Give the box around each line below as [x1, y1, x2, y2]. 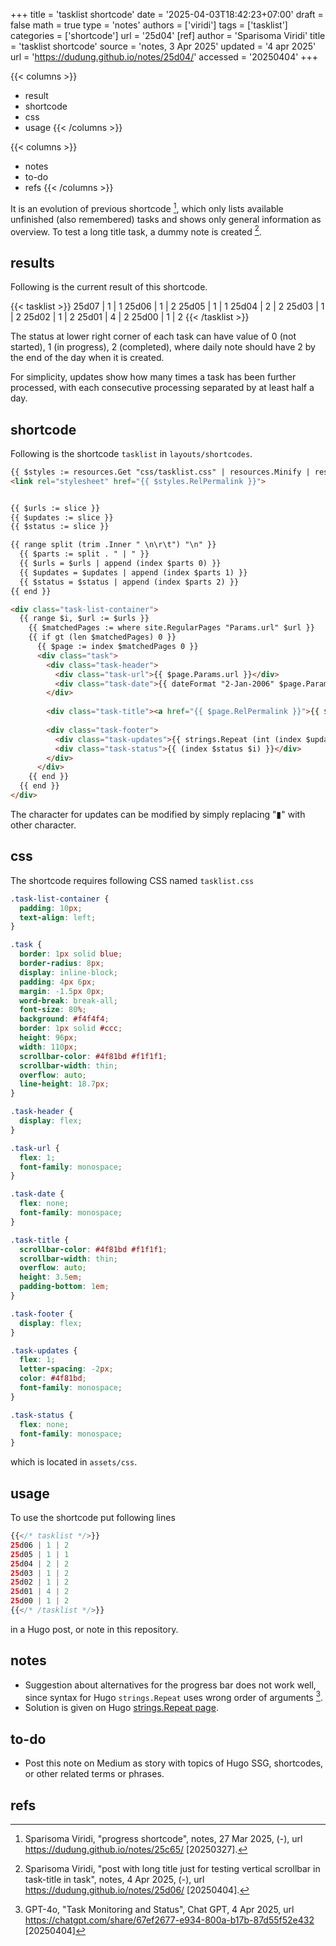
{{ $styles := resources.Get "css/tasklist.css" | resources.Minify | [10, 467, 311, 477]
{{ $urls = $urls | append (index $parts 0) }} [19, 559, 222, 569]
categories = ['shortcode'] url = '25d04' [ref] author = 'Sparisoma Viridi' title [10, 30, 326, 41]
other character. [10, 819, 77, 831]
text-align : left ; [19, 912, 97, 923]
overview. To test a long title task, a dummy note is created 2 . [10, 224, 262, 238]
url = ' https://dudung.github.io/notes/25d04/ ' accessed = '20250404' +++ [10, 51, 319, 63]
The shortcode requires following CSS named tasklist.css [10, 874, 255, 886]
